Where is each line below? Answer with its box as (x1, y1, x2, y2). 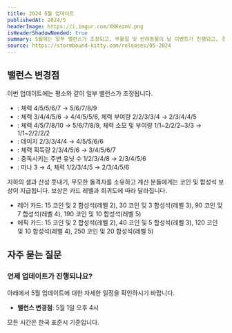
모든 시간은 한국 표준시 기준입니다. (7, 318, 99, 326)
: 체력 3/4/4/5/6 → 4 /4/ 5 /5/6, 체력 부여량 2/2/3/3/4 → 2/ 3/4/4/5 (17, 112, 197, 121)
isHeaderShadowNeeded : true (7, 29, 88, 37)
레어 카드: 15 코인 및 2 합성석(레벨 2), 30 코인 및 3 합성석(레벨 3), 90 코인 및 (17, 201, 223, 209)
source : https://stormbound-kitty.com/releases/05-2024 (7, 42, 171, 49)
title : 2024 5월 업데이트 (7, 10, 75, 17)
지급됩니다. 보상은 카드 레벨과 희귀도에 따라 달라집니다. (19, 186, 168, 194)
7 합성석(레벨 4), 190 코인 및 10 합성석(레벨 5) (17, 209, 142, 218)
